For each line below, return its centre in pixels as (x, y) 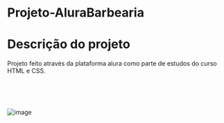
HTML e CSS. (27, 71)
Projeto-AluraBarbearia (76, 13)
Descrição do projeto (69, 45)
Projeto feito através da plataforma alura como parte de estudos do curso (112, 64)
